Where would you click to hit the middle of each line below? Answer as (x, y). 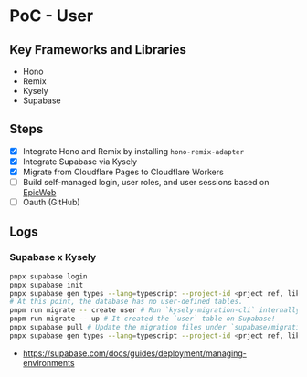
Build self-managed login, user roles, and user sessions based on (146, 182)
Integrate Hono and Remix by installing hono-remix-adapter (133, 151)
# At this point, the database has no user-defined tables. (127, 302)
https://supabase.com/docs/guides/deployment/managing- (134, 353)
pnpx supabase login (49, 276)
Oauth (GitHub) (51, 203)
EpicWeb (39, 193)
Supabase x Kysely (53, 257)
